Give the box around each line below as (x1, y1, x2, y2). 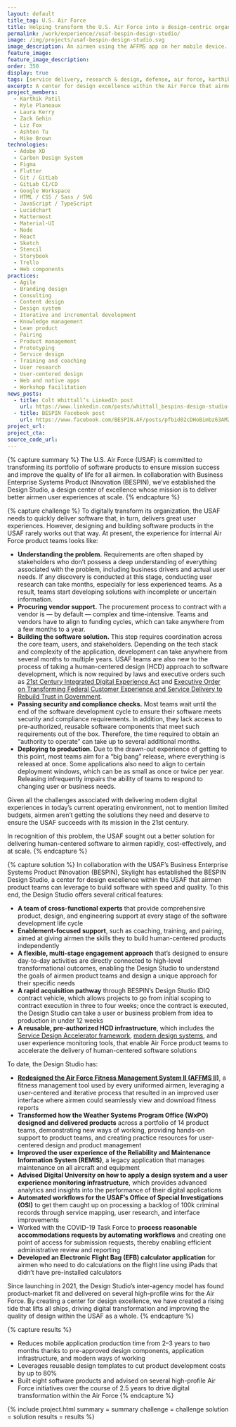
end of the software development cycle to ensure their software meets (17, 707, 222, 716)
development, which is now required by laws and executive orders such (17, 670, 225, 678)
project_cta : (7, 429, 46, 437)
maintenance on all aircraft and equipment (17, 1163, 140, 1171)
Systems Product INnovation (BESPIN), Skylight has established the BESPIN (7, 868, 226, 876)
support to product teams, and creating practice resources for (17, 1133, 197, 1142)
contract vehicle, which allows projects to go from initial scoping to (17, 994, 211, 1002)
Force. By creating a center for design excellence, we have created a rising (7, 1297, 225, 1305)
